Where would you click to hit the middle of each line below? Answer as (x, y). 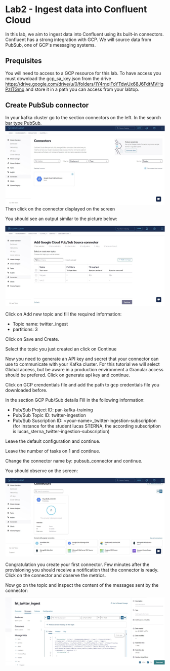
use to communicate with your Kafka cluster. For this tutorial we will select (83, 364)
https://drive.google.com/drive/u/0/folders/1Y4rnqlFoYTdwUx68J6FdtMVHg (84, 84)
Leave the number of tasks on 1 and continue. (53, 451)
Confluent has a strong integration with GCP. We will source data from (78, 40)
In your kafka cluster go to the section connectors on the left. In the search (83, 117)
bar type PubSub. (24, 123)
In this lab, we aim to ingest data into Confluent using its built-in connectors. (85, 34)
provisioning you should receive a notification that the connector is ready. (82, 570)
